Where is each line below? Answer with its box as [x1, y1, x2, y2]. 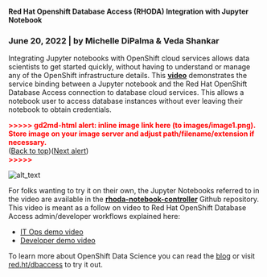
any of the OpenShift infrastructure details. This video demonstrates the [8, 70, 248, 80]
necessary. [8, 137, 47, 147]
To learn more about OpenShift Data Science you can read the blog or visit [8, 250, 256, 261]
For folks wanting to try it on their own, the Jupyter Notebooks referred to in [8, 185, 260, 195]
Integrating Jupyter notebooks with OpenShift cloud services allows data [8, 53, 250, 63]
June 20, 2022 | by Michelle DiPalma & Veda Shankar [8, 35, 220, 46]
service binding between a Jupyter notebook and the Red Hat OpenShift [8, 79, 248, 89]
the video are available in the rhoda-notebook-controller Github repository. [8, 194, 260, 204]
